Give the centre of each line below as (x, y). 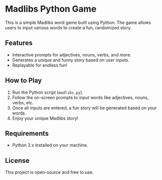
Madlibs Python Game (51, 9)
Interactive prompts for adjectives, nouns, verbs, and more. (72, 55)
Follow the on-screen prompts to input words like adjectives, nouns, (80, 97)
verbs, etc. (23, 102)
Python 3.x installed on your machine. (50, 145)
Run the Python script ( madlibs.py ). (48, 92)
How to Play (24, 81)
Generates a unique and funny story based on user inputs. (71, 60)
